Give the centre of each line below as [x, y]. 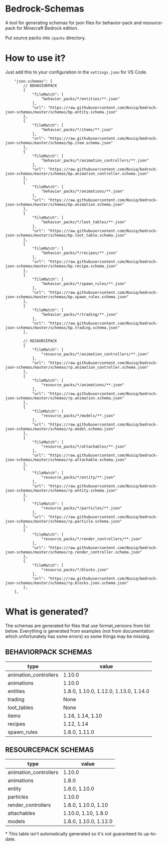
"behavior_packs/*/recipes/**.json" [79, 253]
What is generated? [47, 612]
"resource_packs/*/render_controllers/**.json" [92, 539]
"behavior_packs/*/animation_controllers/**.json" [95, 160]
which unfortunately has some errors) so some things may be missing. [78, 636]
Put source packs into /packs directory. [46, 38]
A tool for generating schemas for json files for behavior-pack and [73, 23]
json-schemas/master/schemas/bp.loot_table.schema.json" [66, 235]
